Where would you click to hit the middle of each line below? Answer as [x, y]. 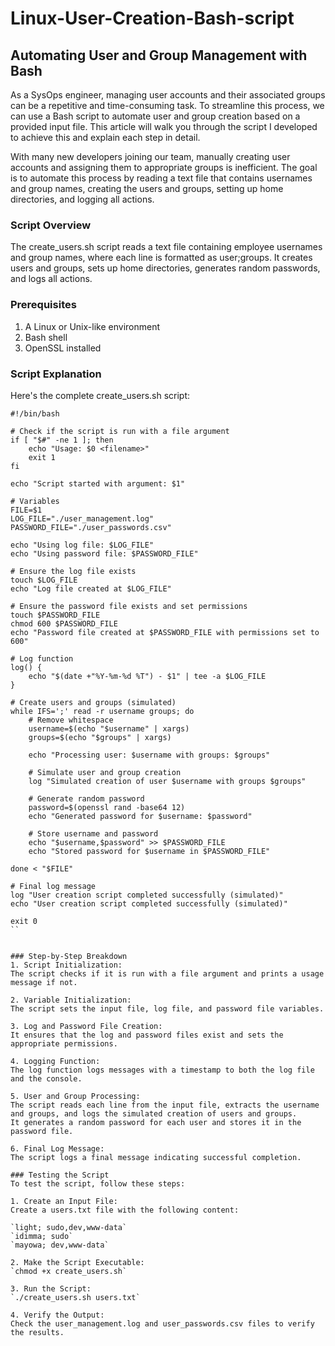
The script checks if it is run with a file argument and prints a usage [167, 973]
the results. [37, 1332]
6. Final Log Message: [57, 1148]
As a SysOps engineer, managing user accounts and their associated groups [168, 95]
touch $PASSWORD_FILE [55, 615]
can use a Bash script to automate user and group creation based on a [155, 116]
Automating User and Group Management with [159, 55]
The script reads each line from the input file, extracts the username [165, 1105]
